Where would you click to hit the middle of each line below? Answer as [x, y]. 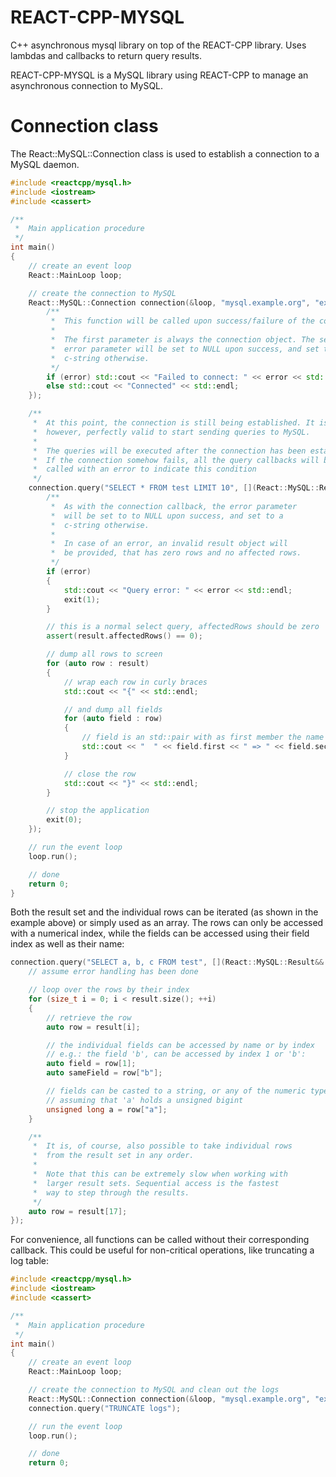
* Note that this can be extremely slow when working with [160, 1174]
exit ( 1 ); [82, 599]
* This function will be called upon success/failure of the [182, 321]
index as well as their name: [67, 944]
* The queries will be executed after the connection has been [169, 451]
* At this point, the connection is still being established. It [173, 423]
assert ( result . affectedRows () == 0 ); [124, 636]
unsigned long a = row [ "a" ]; [107, 1109]
